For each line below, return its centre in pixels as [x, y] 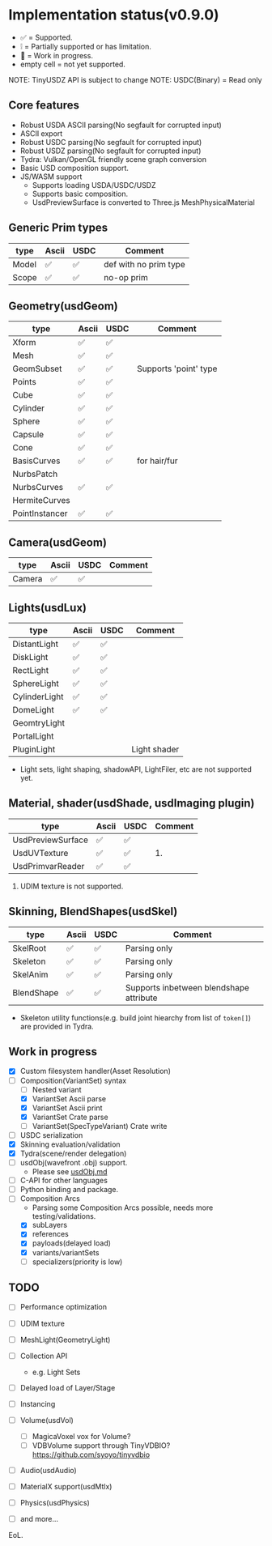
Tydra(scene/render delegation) [73, 1153]
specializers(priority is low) [77, 1262]
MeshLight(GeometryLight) [65, 1339]
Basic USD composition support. [74, 168]
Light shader [155, 749]
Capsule [28, 435]
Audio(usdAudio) [48, 1470]
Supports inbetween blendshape [187, 987]
